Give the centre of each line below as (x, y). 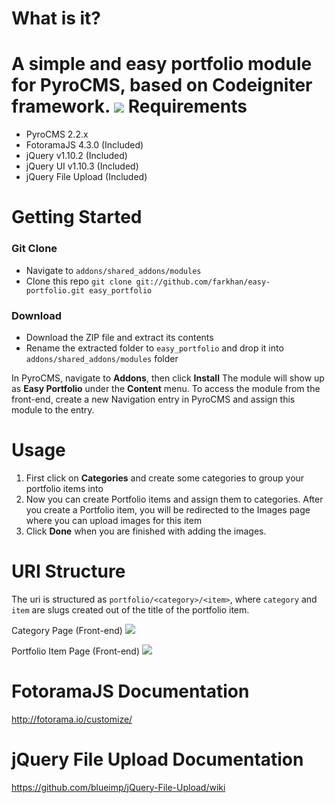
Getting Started (77, 217)
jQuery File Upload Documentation (157, 759)
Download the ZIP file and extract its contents (119, 337)
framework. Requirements (129, 106)
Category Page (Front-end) (67, 630)
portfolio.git (55, 290)
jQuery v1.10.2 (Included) (76, 156)
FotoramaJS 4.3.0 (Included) (84, 145)
